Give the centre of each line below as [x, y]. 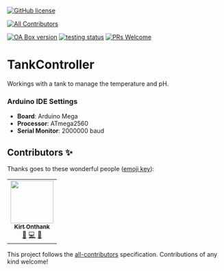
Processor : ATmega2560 [53, 124]
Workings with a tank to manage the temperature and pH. [88, 83]
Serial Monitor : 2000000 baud [61, 131]
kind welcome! [28, 262]
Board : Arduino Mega [47, 116]
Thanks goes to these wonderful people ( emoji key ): [81, 169]
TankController [51, 65]
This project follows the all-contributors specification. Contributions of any [112, 255]
